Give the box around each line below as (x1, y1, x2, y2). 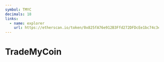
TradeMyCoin (5, 46, 62, 58)
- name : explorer (9, 21, 45, 26)
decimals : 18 (5, 12, 32, 17)
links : (5, 16, 19, 21)
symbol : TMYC (5, 7, 32, 12)
